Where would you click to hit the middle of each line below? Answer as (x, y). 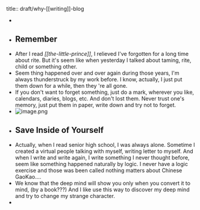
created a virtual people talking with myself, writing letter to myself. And (104, 151)
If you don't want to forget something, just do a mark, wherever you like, (105, 92)
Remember (36, 39)
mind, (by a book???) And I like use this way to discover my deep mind (102, 190)
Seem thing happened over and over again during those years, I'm (97, 73)
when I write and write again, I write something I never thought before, (102, 157)
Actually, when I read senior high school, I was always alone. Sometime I (105, 144)
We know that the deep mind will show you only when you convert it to (103, 183)
